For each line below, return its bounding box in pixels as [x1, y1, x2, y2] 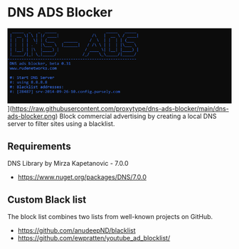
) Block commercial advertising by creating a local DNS [55, 112, 217, 121]
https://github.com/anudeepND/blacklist [17, 226, 137, 235]
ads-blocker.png [7, 112, 56, 121]
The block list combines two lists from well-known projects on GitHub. [7, 213, 213, 221]
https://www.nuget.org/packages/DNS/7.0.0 [17, 173, 147, 181]
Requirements [7, 140, 71, 152]
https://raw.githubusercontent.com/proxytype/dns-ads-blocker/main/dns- [11, 105, 229, 113]
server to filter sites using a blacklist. [7, 120, 115, 128]
